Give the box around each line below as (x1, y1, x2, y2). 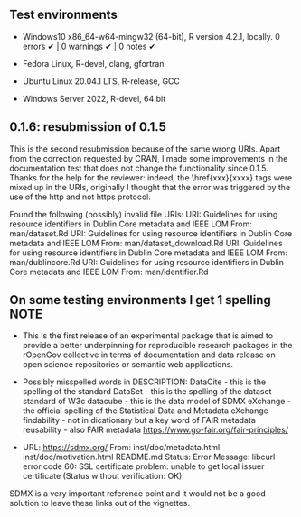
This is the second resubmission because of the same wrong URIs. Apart (9, 143, 281, 154)
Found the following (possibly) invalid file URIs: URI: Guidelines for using (9, 208, 278, 219)
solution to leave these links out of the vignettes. (9, 498, 190, 509)
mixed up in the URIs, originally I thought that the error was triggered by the (9, 181, 291, 192)
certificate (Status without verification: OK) (22, 471, 183, 482)
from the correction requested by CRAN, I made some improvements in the (9, 152, 288, 163)
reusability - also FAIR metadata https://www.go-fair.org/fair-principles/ (22, 424, 289, 436)
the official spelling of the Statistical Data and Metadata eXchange (22, 405, 268, 416)
